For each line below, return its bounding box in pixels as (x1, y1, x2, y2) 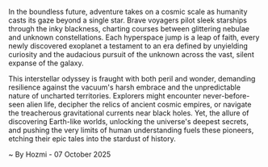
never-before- (203, 91, 250, 100)
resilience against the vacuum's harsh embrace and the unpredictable (8, 82, 241, 92)
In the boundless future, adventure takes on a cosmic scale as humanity (8, 7, 248, 16)
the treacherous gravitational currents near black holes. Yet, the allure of (8, 108, 249, 118)
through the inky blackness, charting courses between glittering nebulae (8, 24, 250, 33)
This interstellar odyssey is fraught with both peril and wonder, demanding (8, 74, 256, 83)
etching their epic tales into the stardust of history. (8, 134, 176, 144)
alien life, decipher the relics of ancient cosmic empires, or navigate (26, 100, 252, 109)
